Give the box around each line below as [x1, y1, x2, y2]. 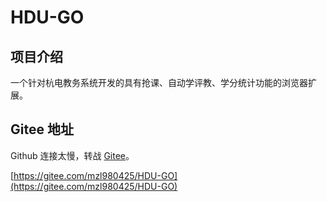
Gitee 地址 [10, 121, 74, 138]
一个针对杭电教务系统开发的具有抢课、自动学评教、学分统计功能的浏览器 [10, 77, 308, 88]
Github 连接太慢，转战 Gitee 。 [10, 149, 135, 161]
